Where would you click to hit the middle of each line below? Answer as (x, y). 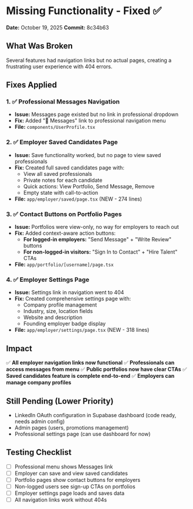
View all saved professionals (58, 174)
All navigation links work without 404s (61, 500)
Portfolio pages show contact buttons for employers (77, 480)
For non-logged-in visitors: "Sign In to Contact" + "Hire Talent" (100, 252)
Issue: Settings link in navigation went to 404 (69, 292)
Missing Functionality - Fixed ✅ (84, 11)
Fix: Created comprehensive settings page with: (72, 299)
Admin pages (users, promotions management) (72, 427)
